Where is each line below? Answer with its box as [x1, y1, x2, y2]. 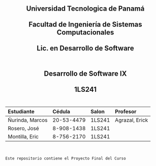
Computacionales [56, 28, 114, 37]
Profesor [115, 108, 137, 115]
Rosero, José [8, 125, 39, 132]
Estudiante [8, 108, 35, 115]
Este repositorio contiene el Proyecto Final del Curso [5, 156, 126, 161]
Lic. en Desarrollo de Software [37, 44, 134, 53]
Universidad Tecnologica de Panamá [26, 5, 145, 13]
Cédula [52, 108, 70, 115]
